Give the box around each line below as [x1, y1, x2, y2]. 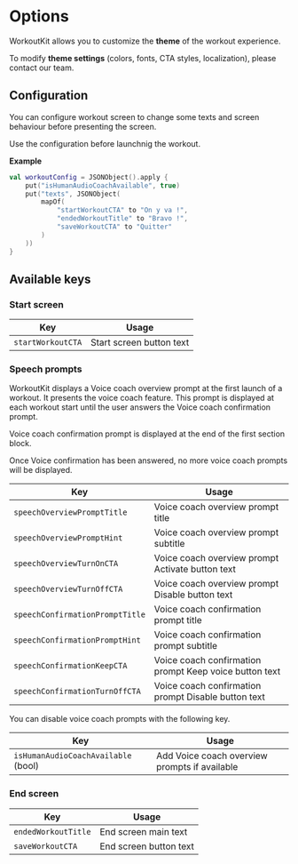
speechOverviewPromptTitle [13, 508, 128, 517]
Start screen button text [90, 336, 190, 348]
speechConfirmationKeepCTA [13, 660, 128, 671]
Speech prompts [9, 363, 82, 375]
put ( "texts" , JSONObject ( [25, 189, 122, 198]
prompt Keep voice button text [153, 665, 281, 677]
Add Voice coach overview [156, 749, 268, 762]
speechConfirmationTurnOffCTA [13, 686, 142, 697]
